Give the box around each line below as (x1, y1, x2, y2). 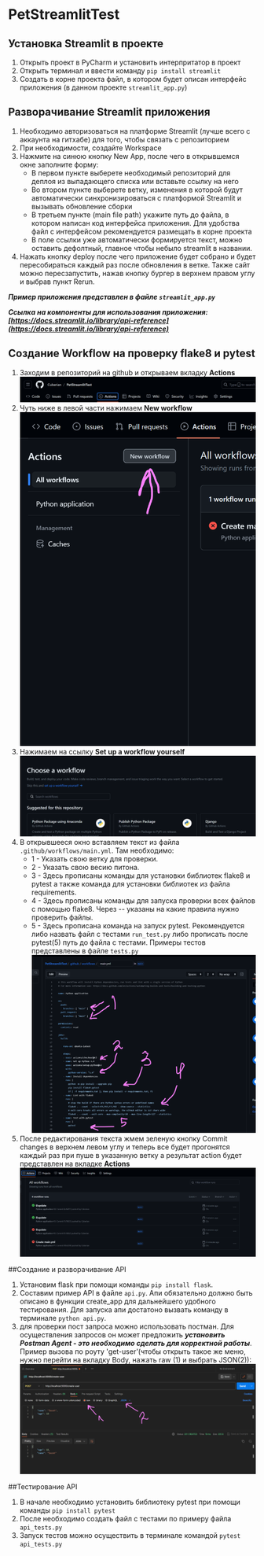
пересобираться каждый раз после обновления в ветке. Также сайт (19, 260, 250, 269)
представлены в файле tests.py (31, 946, 139, 955)
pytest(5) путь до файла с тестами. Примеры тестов (31, 938, 206, 947)
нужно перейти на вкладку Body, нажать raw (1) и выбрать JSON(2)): (19, 1355, 251, 1364)
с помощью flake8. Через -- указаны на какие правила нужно (31, 904, 240, 913)
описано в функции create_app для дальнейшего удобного (19, 1296, 216, 1306)
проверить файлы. (31, 913, 93, 922)
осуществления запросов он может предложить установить (19, 1329, 225, 1339)
